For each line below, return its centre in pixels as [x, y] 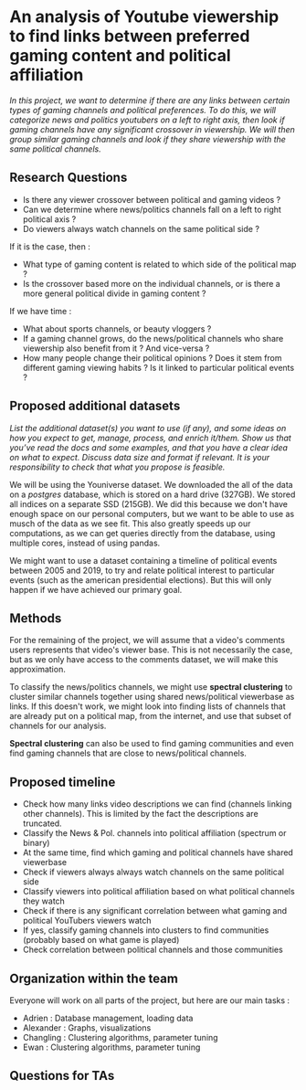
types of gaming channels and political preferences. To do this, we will [143, 110]
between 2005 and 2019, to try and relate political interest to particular [142, 570]
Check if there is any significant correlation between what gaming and [155, 911]
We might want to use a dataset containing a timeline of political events [143, 560]
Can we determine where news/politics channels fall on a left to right [152, 209]
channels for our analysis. [58, 726]
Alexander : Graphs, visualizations [87, 1028]
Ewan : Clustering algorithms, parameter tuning [111, 1047]
